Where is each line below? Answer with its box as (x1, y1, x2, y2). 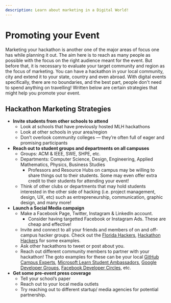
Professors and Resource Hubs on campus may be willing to (28, 167, 155, 173)
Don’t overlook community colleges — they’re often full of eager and (20, 134, 165, 141)
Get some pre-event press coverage (12, 270, 91, 276)
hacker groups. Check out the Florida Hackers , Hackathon (38, 232, 161, 238)
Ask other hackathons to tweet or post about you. (20, 243, 125, 249)
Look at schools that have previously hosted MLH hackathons (20, 124, 151, 130)
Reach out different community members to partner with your (20, 248, 150, 254)
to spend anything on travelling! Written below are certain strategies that (5, 84, 157, 90)
